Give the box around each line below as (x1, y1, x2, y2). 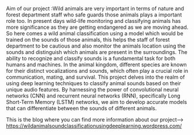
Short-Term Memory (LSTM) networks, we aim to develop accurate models (6, 99, 188, 105)
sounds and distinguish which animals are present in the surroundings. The (6, 49, 188, 55)
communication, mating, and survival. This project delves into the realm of (6, 73, 185, 80)
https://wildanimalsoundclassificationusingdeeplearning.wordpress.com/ (6, 123, 182, 129)
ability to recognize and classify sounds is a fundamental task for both (6, 55, 176, 62)
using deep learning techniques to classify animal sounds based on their (6, 80, 181, 87)
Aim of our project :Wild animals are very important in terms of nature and (6, 5, 185, 12)
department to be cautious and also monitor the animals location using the (6, 42, 186, 49)
